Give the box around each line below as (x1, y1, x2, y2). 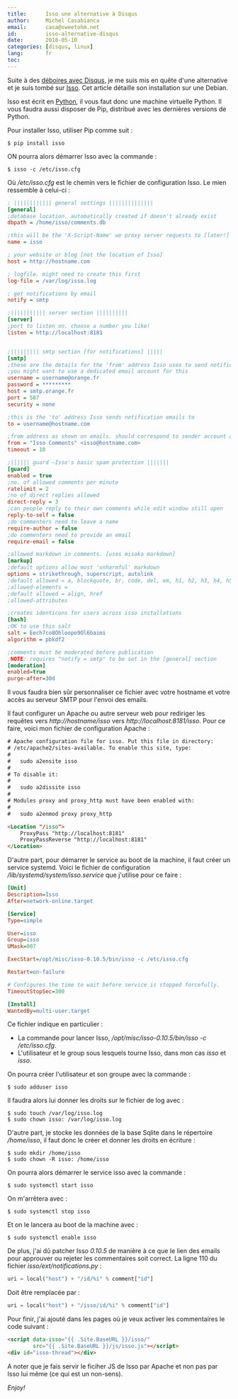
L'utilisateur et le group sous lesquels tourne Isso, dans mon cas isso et (17, 1049, 227, 1058)
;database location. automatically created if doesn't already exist (7, 213, 217, 220)
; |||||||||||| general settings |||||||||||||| (7, 199, 154, 206)
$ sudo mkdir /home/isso (7, 1150, 81, 1157)
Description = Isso (7, 891, 59, 898)
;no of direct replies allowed (7, 492, 100, 499)
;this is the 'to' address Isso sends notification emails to (7, 414, 195, 421)
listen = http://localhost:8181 (7, 329, 103, 336)
